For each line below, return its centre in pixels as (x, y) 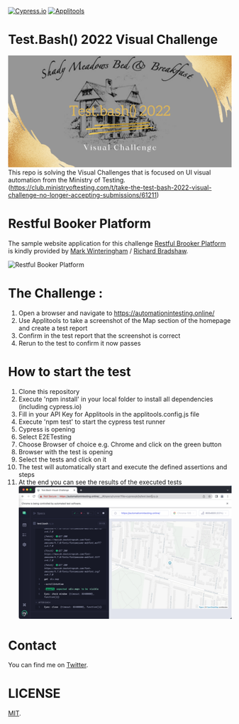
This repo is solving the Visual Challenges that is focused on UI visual (110, 172)
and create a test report (53, 328)
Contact (32, 645)
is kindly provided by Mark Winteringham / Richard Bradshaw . (98, 251)
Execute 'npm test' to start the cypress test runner (92, 422)
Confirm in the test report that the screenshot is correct (99, 335)
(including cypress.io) (50, 406)
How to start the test (70, 372)
